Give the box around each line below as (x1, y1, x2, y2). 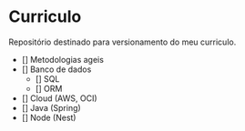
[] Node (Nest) (21, 112, 77, 123)
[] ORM (35, 83, 63, 94)
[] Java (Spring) (21, 102, 81, 113)
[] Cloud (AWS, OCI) (21, 93, 97, 104)
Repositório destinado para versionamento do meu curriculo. (8, 36, 237, 47)
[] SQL (35, 73, 60, 84)
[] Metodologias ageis (21, 54, 104, 65)
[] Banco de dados (21, 64, 92, 75)
